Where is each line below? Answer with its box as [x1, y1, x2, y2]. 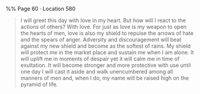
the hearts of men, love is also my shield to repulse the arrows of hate [20, 30, 194, 37]
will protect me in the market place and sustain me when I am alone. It [20, 49, 194, 56]
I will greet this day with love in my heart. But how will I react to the [20, 17, 186, 23]
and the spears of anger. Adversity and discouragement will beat [20, 36, 182, 43]
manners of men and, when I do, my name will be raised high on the [20, 75, 189, 81]
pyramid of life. [20, 81, 58, 88]
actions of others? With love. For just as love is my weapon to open [20, 23, 187, 30]
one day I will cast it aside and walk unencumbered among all [20, 68, 173, 75]
